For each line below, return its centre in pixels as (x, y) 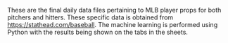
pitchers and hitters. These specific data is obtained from (90, 17)
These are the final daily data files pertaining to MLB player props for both (114, 10)
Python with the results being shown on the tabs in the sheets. (98, 32)
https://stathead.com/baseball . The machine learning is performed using (113, 25)
